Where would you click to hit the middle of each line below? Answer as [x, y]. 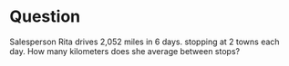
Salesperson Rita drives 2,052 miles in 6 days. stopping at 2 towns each [144, 42]
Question [45, 17]
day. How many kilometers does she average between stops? [124, 51]
